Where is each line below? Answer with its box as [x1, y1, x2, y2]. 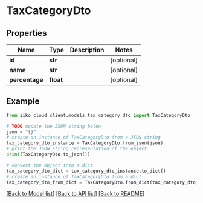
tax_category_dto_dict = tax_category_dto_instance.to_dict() [6, 168, 166, 174]
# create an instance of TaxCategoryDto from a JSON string [6, 135, 161, 141]
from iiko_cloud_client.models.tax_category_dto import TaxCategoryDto [6, 112, 190, 118]
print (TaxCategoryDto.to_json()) [6, 151, 91, 158]
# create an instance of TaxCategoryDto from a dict [6, 173, 142, 179]
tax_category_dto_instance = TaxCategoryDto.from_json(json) [6, 140, 164, 146]
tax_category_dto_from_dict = [6, 179, 83, 185]
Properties [6, 28, 47, 38]
